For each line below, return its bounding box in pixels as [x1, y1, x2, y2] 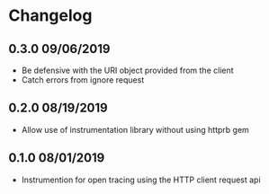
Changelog [8, 5, 93, 26]
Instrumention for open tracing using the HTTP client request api [21, 174, 262, 185]
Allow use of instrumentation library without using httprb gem [21, 124, 249, 135]
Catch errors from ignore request [21, 75, 145, 85]
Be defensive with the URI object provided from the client [21, 65, 235, 75]
